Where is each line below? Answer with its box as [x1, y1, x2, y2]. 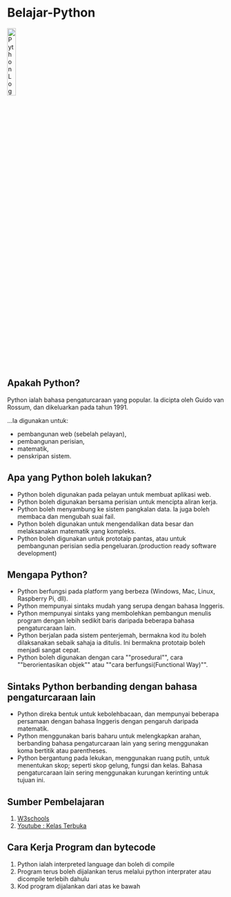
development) [17, 549, 57, 557]
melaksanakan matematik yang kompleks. [17, 527, 137, 535]
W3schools [17, 814, 50, 822]
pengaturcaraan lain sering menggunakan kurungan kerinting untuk [17, 768, 209, 777]
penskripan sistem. [17, 451, 72, 460]
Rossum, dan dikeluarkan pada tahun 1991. [7, 403, 129, 411]
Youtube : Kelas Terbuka [17, 822, 87, 830]
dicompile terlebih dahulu [17, 874, 90, 882]
